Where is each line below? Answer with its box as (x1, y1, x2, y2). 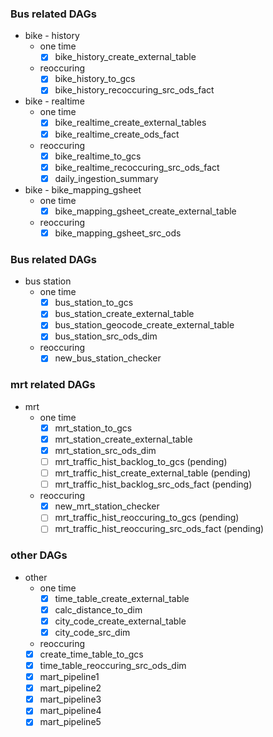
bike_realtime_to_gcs (54, 150, 142, 162)
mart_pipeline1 (39, 671, 100, 683)
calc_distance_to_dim (54, 603, 143, 616)
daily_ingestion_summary (54, 172, 159, 184)
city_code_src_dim (54, 626, 131, 638)
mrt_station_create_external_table (54, 433, 193, 445)
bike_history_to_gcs (54, 73, 136, 85)
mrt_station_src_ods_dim (54, 444, 157, 456)
